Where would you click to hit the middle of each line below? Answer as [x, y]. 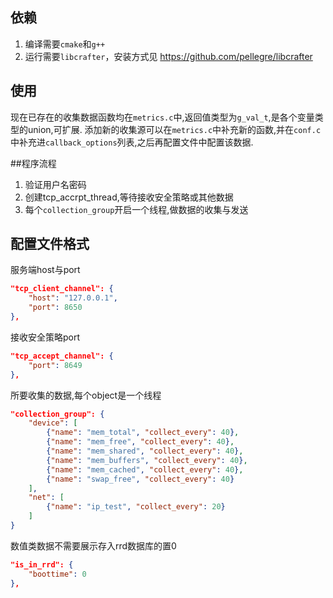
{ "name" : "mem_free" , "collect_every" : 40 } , [140, 442]
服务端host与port [45, 270]
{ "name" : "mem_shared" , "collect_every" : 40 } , [145, 451]
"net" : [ [46, 498]
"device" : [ [53, 423]
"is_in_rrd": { [42, 564]
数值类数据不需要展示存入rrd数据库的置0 [93, 545]
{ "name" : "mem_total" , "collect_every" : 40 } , [143, 433]
